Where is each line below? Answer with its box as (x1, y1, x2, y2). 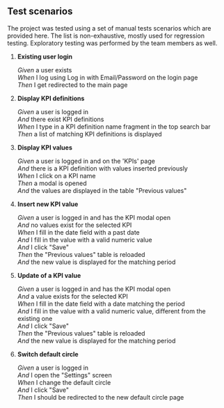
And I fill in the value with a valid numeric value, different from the (17, 306, 207, 315)
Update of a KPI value (17, 271, 81, 279)
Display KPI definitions (17, 94, 85, 102)
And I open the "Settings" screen (17, 370, 113, 379)
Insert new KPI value (17, 200, 79, 208)
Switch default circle (17, 350, 79, 358)
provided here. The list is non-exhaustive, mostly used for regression (7, 31, 205, 40)
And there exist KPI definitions (17, 115, 104, 123)
